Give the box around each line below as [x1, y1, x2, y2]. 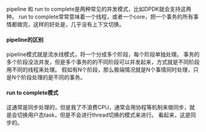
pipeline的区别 [6, 36, 44, 43]
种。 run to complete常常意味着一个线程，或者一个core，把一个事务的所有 [6, 13, 194, 20]
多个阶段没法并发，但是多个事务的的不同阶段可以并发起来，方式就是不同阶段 [6, 58, 200, 66]
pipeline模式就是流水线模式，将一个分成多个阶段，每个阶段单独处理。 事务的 [6, 51, 200, 58]
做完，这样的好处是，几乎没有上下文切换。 [17, 21, 124, 28]
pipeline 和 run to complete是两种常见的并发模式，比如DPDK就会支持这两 [6, 6, 192, 12]
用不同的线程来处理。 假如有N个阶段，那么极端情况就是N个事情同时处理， [6, 66, 194, 74]
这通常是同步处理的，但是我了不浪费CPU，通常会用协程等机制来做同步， [6, 104, 190, 111]
